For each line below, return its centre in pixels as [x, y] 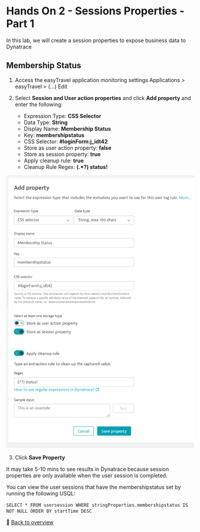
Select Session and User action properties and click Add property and [103, 98]
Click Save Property [40, 457]
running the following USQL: [41, 493]
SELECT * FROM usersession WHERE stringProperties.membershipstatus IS [97, 505]
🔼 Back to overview [30, 522]
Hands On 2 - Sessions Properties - [96, 11]
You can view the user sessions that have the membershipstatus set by [93, 487]
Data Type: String [46, 122]
